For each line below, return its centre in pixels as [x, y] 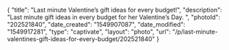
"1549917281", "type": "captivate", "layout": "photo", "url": [89, 32]
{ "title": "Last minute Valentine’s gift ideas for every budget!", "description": [115, 10]
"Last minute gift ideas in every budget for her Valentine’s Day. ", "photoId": [114, 17]
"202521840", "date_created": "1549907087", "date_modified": [96, 24]
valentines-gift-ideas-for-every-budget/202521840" [81, 39]
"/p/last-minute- [195, 32]
